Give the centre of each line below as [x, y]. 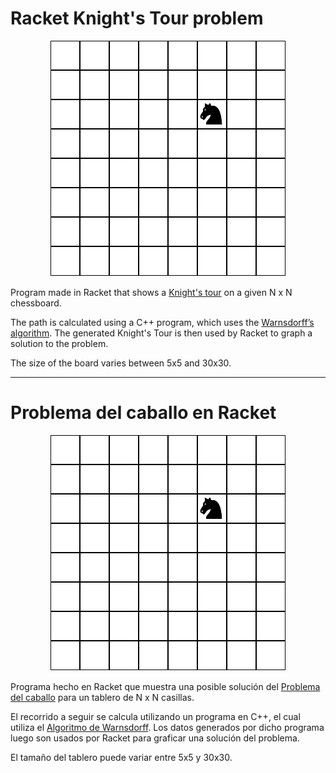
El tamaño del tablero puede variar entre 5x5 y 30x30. [121, 757]
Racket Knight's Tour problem [137, 18]
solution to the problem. [59, 343]
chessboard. [36, 303]
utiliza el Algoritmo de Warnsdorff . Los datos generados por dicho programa [167, 727]
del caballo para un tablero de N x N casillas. [102, 697]
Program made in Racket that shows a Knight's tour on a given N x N [151, 292]
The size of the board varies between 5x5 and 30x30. [121, 363]
